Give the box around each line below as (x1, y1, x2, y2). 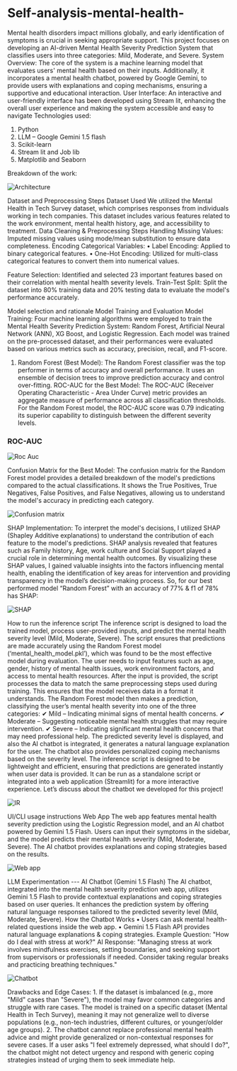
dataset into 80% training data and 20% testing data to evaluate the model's (7, 285, 230, 294)
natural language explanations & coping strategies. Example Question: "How (7, 931, 230, 939)
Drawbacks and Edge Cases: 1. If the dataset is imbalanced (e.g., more (7, 988, 214, 997)
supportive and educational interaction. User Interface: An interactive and (7, 89, 221, 97)
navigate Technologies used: (7, 111, 91, 120)
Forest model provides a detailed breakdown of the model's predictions (7, 474, 216, 482)
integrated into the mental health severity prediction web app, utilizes (7, 885, 209, 894)
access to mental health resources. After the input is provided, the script (7, 672, 219, 680)
